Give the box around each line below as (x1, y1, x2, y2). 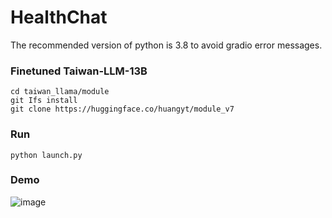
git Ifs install (10, 96, 78, 106)
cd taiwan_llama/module (10, 87, 110, 97)
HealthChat (10, 6, 108, 29)
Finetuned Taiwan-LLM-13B (10, 64, 148, 78)
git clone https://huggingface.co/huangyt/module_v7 (10, 104, 235, 115)
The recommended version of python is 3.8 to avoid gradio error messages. (10, 39, 323, 51)
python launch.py (10, 150, 83, 160)
